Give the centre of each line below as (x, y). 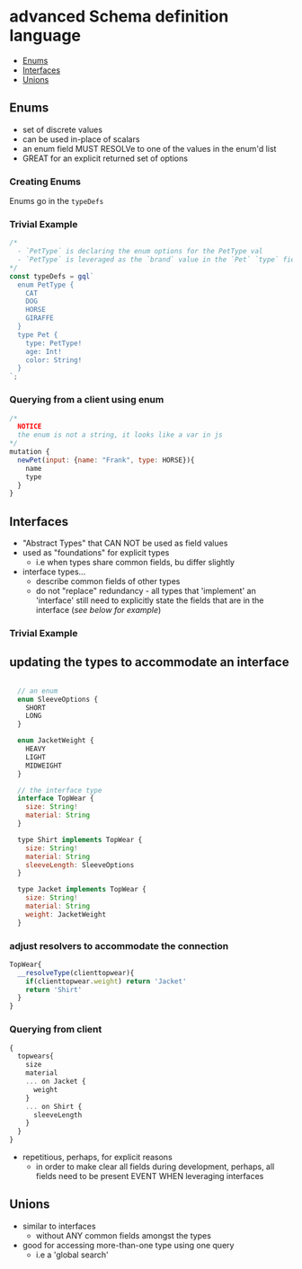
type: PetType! (54, 343)
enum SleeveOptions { (58, 699)
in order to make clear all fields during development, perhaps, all (155, 1167)
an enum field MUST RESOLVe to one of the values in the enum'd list (149, 148)
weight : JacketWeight (66, 914)
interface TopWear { (56, 799)
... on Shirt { (54, 1106)
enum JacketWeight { (56, 741)
